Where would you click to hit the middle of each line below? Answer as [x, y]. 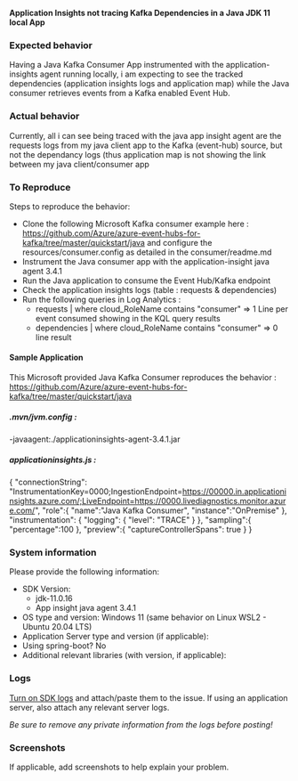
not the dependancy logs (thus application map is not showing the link [138, 154]
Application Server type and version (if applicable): [115, 637]
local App [28, 22]
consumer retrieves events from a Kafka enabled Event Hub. [120, 94]
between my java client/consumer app [79, 164]
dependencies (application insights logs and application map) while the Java [149, 84]
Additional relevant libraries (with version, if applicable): [124, 655]
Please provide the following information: [85, 572]
